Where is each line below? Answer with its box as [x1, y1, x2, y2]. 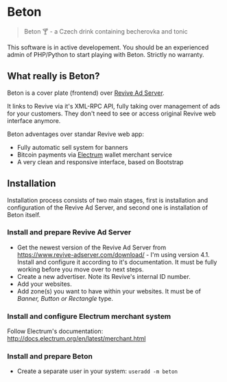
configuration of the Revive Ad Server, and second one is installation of [7, 203, 208, 212]
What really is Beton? [7, 70, 100, 82]
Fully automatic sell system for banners [16, 143, 128, 151]
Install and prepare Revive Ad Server [7, 227, 132, 237]
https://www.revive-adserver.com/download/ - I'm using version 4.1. [16, 250, 211, 258]
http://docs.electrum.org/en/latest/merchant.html [7, 335, 146, 343]
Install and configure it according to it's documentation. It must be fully [16, 258, 217, 266]
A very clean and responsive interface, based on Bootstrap [16, 157, 184, 166]
